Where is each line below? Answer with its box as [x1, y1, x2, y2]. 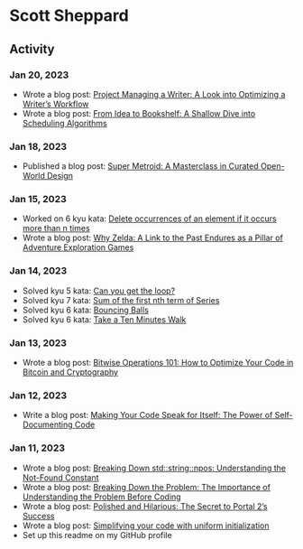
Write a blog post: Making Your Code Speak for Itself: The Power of [22, 410, 273, 421]
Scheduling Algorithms [22, 117, 107, 128]
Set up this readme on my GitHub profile [22, 529, 173, 540]
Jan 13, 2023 [9, 336, 68, 349]
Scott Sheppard [9, 5, 129, 26]
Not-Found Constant [22, 471, 99, 483]
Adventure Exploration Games [22, 242, 134, 253]
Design [46, 171, 74, 181]
